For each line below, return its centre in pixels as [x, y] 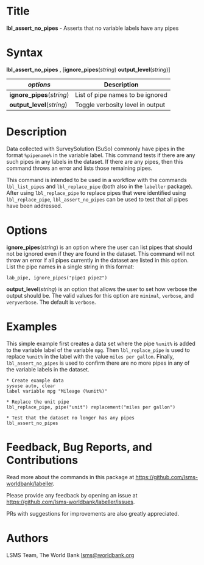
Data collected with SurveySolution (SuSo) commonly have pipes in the [96, 149]
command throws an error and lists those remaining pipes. [79, 168]
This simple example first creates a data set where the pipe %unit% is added [101, 343]
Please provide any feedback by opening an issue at [72, 495]
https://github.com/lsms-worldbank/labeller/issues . [71, 502]
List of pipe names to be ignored [121, 94]
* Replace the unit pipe [38, 402]
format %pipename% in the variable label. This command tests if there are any [101, 155]
